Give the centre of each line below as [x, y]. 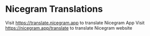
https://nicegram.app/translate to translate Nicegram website [69, 28]
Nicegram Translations [54, 9]
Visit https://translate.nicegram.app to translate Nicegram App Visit [75, 23]
